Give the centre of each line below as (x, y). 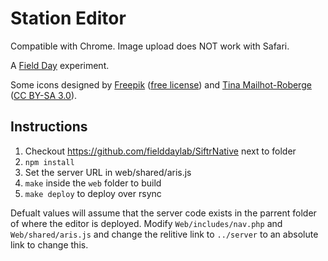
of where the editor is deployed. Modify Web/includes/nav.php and (146, 223)
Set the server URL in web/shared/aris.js (108, 172)
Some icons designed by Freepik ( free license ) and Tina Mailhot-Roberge (161, 84)
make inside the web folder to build (93, 183)
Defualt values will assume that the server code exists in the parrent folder (163, 213)
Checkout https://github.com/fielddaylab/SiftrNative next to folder (160, 151)
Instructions (49, 127)
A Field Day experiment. (60, 65)
